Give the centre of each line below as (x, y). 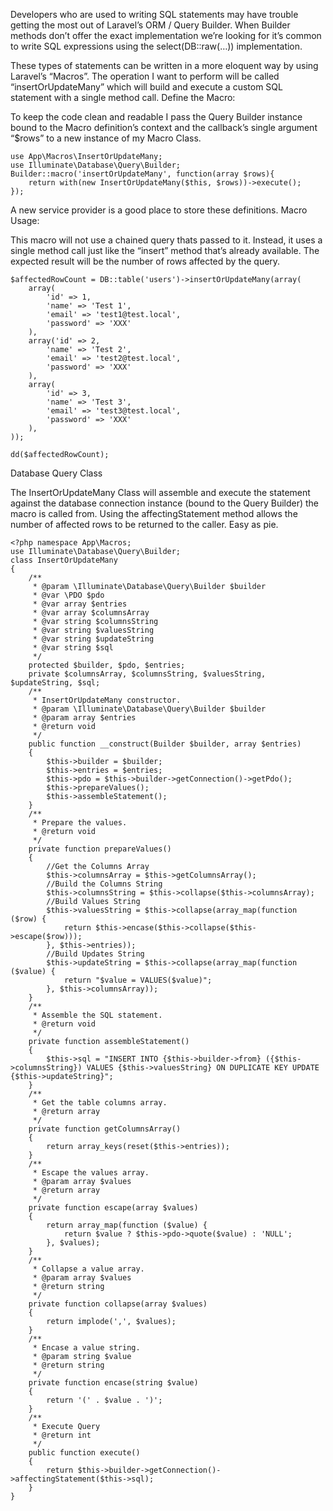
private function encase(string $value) (113, 1383)
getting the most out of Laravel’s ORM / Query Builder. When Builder (150, 25)
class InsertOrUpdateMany (64, 560)
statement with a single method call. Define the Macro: (123, 97)
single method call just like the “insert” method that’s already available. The (165, 250)
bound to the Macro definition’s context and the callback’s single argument (164, 127)
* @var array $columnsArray (91, 613)
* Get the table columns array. (100, 1103)
